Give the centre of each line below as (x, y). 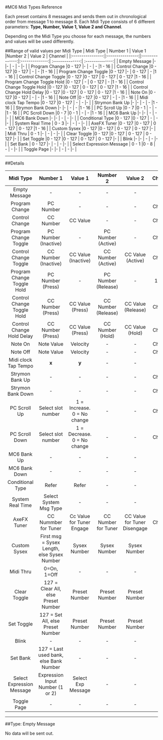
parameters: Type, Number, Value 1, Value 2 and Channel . (64, 27)
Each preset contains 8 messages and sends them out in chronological (76, 16)
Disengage (135, 528)
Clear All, (51, 589)
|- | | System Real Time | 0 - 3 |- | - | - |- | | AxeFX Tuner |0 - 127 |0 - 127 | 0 (81, 123)
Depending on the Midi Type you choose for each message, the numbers (78, 36)
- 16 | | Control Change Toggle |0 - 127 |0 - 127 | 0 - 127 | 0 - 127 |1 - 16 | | (78, 77)
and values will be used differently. (40, 41)
